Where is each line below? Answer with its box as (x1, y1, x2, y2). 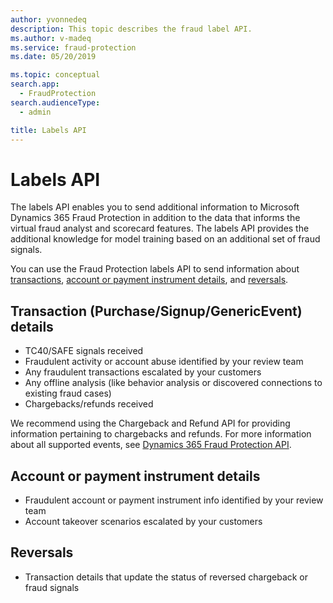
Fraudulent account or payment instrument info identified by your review (24, 494, 324, 506)
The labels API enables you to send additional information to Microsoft (10, 201, 300, 213)
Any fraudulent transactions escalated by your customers (24, 366, 262, 378)
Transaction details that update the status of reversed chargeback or (24, 571, 309, 583)
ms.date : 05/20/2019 (10, 52, 97, 62)
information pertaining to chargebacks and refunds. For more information (10, 428, 312, 440)
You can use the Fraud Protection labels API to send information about (10, 263, 300, 275)
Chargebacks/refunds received (24, 398, 154, 410)
